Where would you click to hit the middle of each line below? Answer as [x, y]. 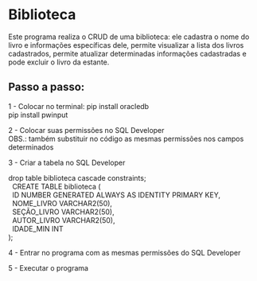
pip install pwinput [38, 115]
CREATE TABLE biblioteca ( [56, 186]
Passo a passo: [47, 87]
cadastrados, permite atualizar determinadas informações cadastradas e [127, 53]
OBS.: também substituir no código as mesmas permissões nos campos [126, 139]
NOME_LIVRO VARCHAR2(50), [62, 203]
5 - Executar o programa [49, 267]
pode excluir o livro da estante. [59, 62]
